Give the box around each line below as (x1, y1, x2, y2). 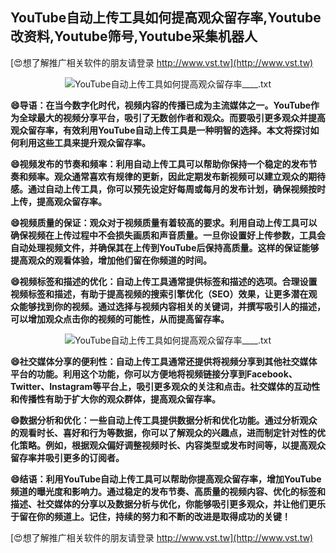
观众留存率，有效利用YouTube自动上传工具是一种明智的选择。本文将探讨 (10, 124, 311, 136)
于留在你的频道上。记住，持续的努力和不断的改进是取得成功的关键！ (10, 510, 291, 522)
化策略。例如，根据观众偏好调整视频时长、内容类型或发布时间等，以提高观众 (10, 439, 326, 451)
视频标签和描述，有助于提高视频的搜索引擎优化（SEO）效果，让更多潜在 (10, 288, 309, 300)
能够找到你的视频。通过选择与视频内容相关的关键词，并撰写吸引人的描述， (18, 300, 326, 312)
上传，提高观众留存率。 (10, 195, 107, 207)
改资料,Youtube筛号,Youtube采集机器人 (10, 28, 258, 45)
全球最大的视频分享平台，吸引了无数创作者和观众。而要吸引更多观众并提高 (18, 111, 326, 123)
